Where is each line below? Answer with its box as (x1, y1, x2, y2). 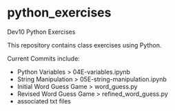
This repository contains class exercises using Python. (7, 41, 162, 49)
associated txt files (17, 97, 71, 105)
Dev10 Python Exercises (7, 28, 76, 36)
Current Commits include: (7, 54, 81, 63)
